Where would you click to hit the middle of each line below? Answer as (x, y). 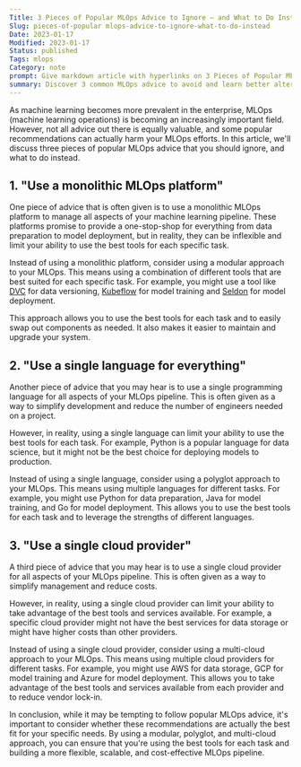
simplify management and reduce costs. (84, 586)
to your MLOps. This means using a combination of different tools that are (146, 272)
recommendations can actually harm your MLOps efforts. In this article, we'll (150, 138)
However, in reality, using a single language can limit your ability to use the (147, 433)
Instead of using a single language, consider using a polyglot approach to (145, 479)
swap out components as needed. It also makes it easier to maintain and (142, 327)
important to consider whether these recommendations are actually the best (150, 724)
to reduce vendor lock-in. (56, 697)
